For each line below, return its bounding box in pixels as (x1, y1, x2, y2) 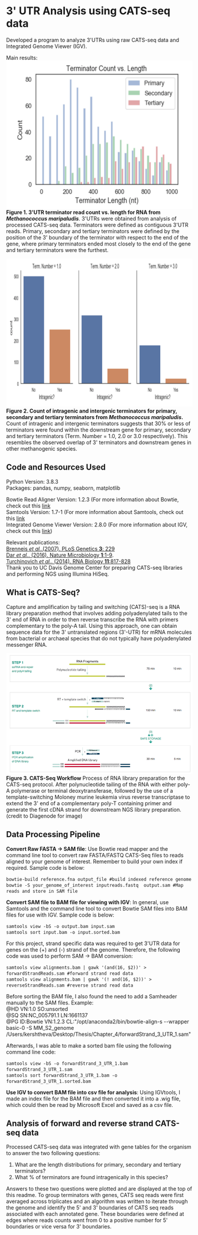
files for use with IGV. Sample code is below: (6, 911, 115, 918)
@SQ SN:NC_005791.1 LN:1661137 (6, 1011, 88, 1019)
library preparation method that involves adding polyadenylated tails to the (6, 609, 188, 617)
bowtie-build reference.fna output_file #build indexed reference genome (6, 876, 192, 882)
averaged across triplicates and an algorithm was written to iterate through (6, 1198, 188, 1205)
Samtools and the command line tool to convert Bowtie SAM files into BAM (6, 905, 188, 912)
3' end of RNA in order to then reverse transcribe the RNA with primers (6, 615, 178, 623)
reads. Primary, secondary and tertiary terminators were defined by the (6, 227, 180, 235)
